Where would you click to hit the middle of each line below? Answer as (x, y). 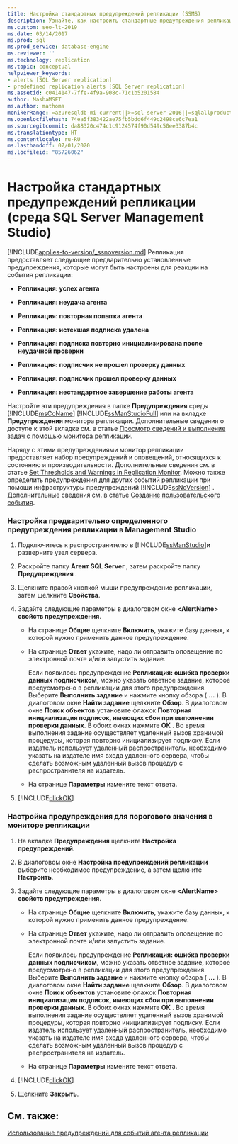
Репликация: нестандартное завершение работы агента (106, 392)
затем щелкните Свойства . (59, 595)
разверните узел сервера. (57, 553)
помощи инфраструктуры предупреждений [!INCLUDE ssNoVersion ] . (111, 487)
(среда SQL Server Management (106, 218)
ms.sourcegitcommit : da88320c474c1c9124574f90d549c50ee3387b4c (103, 126)
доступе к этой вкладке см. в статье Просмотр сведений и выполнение (117, 428)
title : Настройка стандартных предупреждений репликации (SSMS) (104, 14)
